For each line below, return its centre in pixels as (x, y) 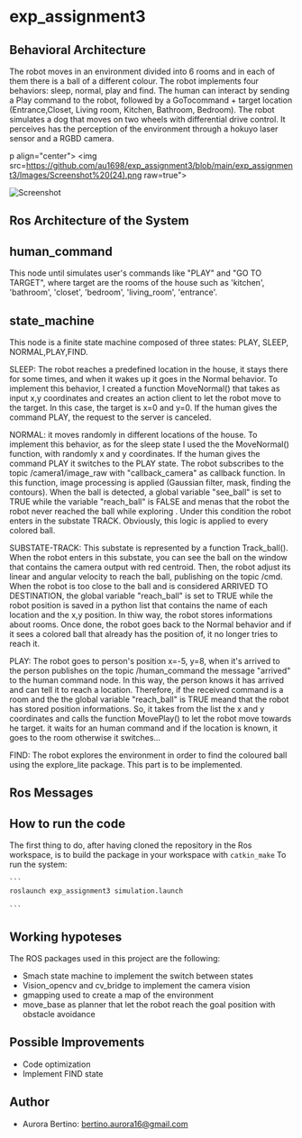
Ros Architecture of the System (99, 221)
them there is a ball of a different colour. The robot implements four (134, 81)
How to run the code (68, 823)
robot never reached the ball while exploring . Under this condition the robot (150, 512)
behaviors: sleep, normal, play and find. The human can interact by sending (150, 91)
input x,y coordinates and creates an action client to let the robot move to (146, 398)
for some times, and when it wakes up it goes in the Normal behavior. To (143, 379)
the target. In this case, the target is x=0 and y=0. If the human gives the (143, 408)
